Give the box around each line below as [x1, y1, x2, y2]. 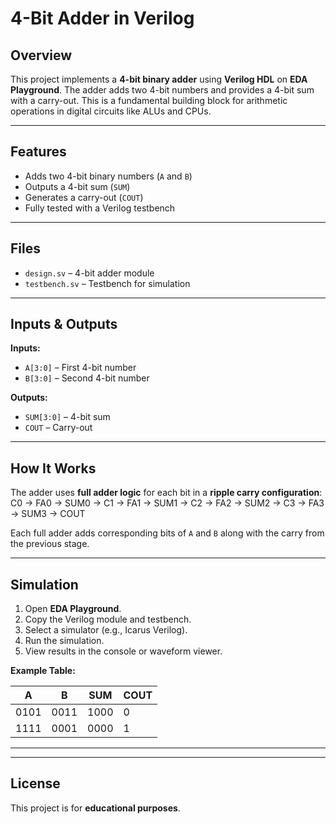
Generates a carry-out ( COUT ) [24, 191, 144, 203]
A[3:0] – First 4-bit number [24, 362, 137, 374]
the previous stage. [10, 538, 90, 550]
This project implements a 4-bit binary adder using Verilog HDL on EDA [10, 73, 308, 85]
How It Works [10, 460, 97, 477]
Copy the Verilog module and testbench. [24, 613, 192, 626]
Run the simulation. [24, 635, 105, 647]
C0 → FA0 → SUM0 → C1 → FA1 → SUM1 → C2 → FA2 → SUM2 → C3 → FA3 [10, 497, 325, 509]
